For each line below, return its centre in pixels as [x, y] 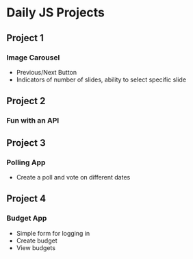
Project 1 [25, 38]
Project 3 [26, 143]
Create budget [37, 241]
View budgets [36, 247]
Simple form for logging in [53, 233]
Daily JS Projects [56, 13]
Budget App [27, 219]
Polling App [26, 162]
